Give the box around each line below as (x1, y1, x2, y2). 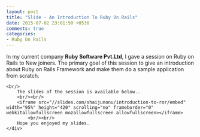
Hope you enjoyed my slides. (17, 120, 90, 126)
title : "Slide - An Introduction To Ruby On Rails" (6, 14, 138, 20)
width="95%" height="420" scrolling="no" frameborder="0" (6, 105, 154, 111)
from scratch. (6, 72, 40, 79)
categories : (6, 31, 36, 37)
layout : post (6, 8, 39, 15)
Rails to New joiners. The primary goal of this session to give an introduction (6, 59, 195, 66)
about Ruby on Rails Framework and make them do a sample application (6, 66, 184, 72)
